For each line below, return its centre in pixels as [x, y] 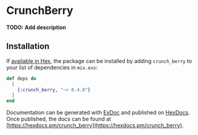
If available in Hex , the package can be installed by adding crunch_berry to [99, 61]
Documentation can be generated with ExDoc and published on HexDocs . [98, 113]
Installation [28, 46]
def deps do [21, 78]
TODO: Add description [36, 27]
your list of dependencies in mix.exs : [52, 67]
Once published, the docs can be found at [59, 119]
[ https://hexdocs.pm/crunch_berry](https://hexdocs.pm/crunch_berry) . [95, 125]
